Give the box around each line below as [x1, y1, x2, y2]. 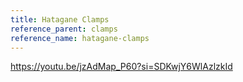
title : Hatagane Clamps [10, 14, 110, 25]
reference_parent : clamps [10, 24, 118, 34]
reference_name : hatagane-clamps [10, 33, 150, 43]
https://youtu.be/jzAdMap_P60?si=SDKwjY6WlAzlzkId [10, 61, 233, 73]
